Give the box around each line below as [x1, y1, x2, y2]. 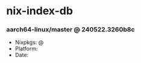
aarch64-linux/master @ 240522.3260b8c [6, 26, 135, 34]
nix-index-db [6, 4, 74, 18]
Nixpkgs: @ [14, 39, 44, 46]
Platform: [14, 45, 38, 52]
